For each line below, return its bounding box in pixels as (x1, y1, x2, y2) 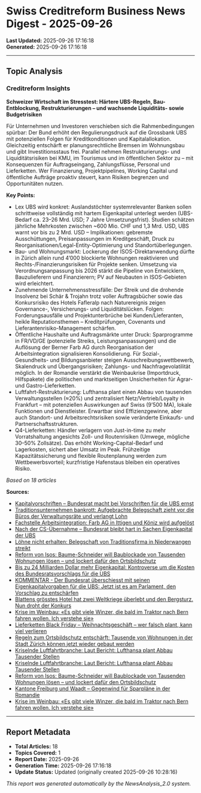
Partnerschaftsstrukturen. (14, 420, 79, 427)
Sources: (6, 488, 29, 495)
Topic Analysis (6, 66, 63, 76)
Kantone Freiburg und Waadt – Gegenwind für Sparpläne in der (14, 685, 170, 692)
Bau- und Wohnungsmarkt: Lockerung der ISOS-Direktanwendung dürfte (14, 248, 195, 255)
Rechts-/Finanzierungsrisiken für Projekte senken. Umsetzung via (14, 260, 177, 268)
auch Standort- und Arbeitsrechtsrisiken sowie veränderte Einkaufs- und (14, 413, 194, 421)
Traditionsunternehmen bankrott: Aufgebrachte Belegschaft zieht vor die (14, 506, 194, 513)
